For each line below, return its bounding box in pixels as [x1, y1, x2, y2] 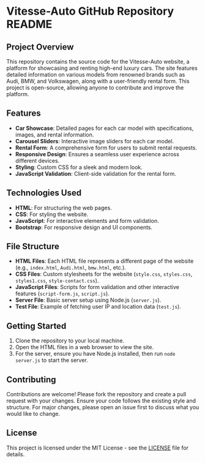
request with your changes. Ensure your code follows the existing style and [6, 397, 196, 405]
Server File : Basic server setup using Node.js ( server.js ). [15, 296, 162, 304]
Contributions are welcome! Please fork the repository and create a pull [6, 391, 187, 398]
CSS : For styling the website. [15, 210, 89, 218]
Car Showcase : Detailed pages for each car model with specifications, [15, 124, 194, 132]
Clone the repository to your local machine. [15, 337, 124, 344]
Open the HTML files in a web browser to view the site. [15, 344, 154, 351]
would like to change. [6, 410, 60, 418]
